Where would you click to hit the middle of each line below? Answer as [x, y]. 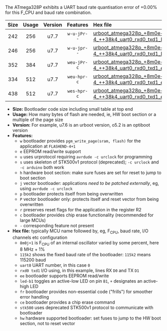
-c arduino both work [42, 167]
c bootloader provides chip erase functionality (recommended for [87, 215]
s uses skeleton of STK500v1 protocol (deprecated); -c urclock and [89, 162]
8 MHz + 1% [32, 249]
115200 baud [33, 260]
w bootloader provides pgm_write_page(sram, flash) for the [80, 141]
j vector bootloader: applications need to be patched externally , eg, [89, 183]
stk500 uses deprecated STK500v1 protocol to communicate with [86, 307]
